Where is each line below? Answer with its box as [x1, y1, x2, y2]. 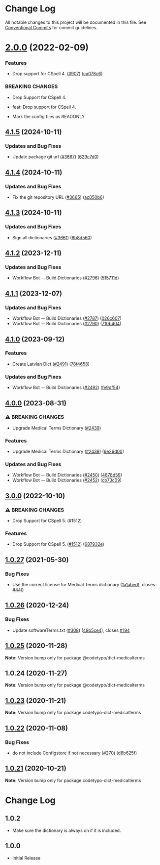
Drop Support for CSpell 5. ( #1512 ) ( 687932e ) [12, 541, 105, 547]
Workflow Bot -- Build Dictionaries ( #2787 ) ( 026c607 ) [12, 315, 122, 321]
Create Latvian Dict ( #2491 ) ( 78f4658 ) [12, 361, 90, 367]
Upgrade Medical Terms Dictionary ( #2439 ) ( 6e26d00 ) [12, 448, 124, 455]
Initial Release [12, 855, 41, 861]
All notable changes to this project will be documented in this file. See [5, 19, 147, 25]
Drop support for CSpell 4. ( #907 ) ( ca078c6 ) [12, 71, 103, 77]
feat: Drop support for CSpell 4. [12, 104, 76, 110]
